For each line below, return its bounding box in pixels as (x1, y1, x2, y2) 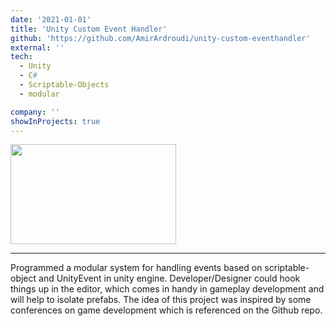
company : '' (10, 107, 60, 117)
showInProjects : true (10, 116, 101, 126)
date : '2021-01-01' (10, 14, 92, 25)
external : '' (10, 42, 65, 53)
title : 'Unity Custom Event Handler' (10, 24, 168, 34)
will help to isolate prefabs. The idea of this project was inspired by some (10, 294, 312, 306)
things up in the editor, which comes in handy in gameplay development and (10, 283, 325, 295)
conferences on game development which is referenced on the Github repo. (10, 304, 323, 316)
